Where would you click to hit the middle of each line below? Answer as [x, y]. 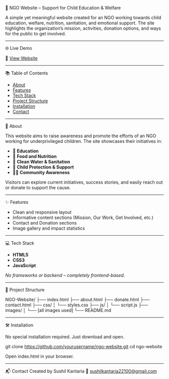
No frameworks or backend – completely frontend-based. [65, 275]
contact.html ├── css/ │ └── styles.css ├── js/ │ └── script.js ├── [77, 305]
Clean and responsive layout [42, 212]
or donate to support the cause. [38, 187]
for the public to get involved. [36, 34]
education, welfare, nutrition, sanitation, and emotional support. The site [80, 23]
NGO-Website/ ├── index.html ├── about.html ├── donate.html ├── [77, 300]
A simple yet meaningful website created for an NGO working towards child [83, 17]
